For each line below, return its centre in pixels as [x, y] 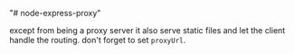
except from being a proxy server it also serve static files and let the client [147, 30]
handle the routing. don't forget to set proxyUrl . [98, 40]
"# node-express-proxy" [55, 13]
